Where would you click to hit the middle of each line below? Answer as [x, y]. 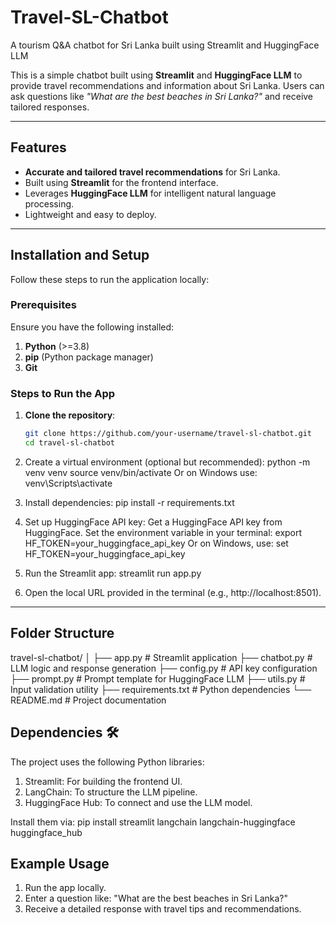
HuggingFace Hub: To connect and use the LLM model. [138, 802]
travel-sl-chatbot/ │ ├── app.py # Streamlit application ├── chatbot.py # [161, 657]
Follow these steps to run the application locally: [110, 279]
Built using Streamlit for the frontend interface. [121, 182]
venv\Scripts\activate [68, 483]
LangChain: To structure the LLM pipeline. [111, 792]
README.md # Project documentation [88, 700]
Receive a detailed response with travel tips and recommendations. [163, 909]
